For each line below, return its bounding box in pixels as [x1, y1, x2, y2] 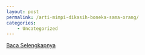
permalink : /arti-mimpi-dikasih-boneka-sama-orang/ [6, 14, 139, 20]
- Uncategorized [17, 25, 59, 32]
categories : [6, 20, 36, 26]
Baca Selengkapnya [6, 42, 56, 49]
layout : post [6, 8, 39, 15]
